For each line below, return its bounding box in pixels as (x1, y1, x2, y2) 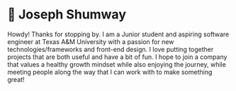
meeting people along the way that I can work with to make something (7, 68, 213, 76)
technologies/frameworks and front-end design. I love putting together (7, 45, 214, 53)
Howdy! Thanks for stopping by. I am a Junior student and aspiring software (7, 30, 230, 38)
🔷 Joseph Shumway (7, 6, 126, 23)
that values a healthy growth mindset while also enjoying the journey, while (7, 60, 227, 68)
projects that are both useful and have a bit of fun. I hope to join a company (7, 53, 227, 61)
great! (7, 75, 25, 84)
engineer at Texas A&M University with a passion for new (7, 37, 174, 45)
